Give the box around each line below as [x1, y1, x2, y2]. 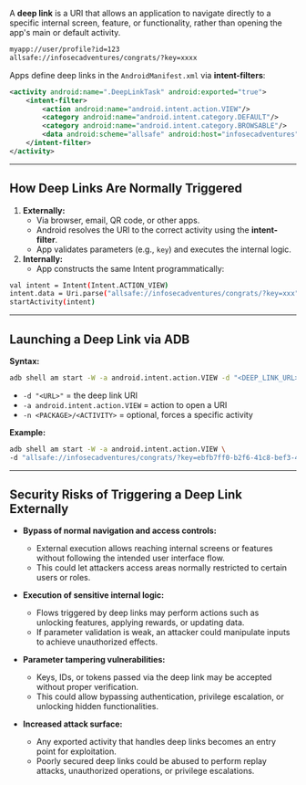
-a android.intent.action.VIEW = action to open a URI [22, 399, 228, 410]
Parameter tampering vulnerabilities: [22, 654, 166, 665]
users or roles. [36, 572, 91, 583]
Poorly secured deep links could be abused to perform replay [36, 756, 267, 767]
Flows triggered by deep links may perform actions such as [36, 607, 260, 619]
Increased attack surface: [22, 718, 123, 729]
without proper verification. [36, 682, 139, 693]
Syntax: [9, 356, 40, 366]
